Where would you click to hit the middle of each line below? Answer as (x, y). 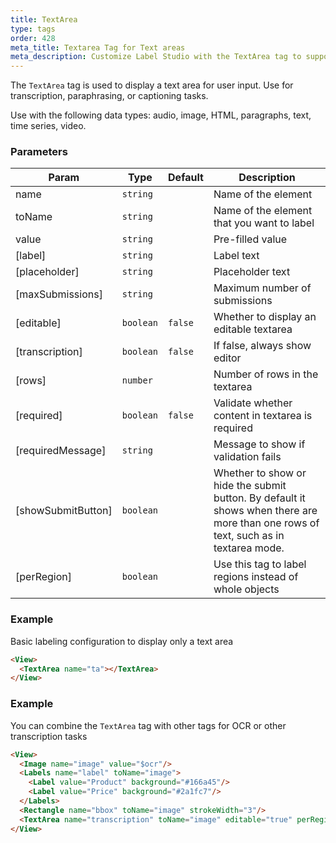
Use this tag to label (260, 564)
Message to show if (259, 444)
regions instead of (256, 577)
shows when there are (265, 511)
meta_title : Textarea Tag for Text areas (98, 47)
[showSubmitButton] (64, 511)
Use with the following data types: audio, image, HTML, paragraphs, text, (161, 115)
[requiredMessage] (61, 451)
